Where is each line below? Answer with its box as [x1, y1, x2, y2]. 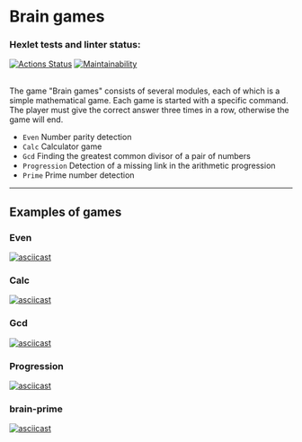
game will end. [9, 114, 64, 125]
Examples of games [9, 204, 122, 219]
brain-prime [9, 402, 63, 415]
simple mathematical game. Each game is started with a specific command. [9, 95, 289, 106]
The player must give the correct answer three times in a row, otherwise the [9, 105, 289, 116]
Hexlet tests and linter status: [9, 39, 141, 51]
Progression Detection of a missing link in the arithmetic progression [22, 160, 276, 172]
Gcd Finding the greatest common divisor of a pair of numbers [22, 151, 252, 162]
